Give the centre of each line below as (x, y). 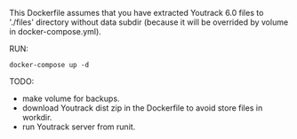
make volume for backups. (71, 98)
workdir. (37, 117)
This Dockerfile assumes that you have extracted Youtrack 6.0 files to (136, 13)
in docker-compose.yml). (56, 31)
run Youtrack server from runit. (79, 127)
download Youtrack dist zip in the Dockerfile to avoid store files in (142, 108)
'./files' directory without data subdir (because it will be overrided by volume (149, 22)
